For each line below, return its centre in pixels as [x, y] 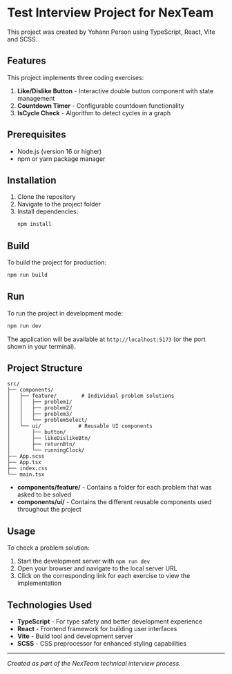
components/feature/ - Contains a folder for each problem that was [114, 488]
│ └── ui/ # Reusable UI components [80, 426]
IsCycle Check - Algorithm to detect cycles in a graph [94, 113]
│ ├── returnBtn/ [41, 444]
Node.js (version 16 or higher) [59, 151]
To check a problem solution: [48, 548]
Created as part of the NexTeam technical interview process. [94, 664]
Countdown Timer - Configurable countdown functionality [100, 106]
